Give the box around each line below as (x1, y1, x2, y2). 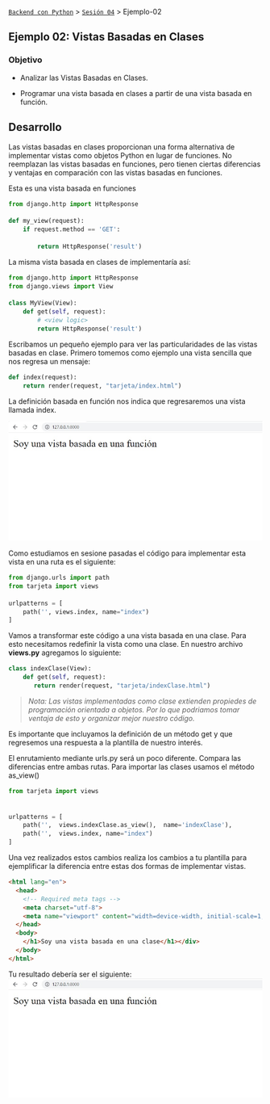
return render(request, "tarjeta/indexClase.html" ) (33, 682, 211, 690)
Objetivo (8, 54, 43, 65)
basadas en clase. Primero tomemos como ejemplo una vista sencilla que (8, 347, 252, 358)
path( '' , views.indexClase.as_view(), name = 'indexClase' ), (23, 821, 232, 829)
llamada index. (8, 405, 56, 414)
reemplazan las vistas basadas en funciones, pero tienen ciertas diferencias (8, 159, 261, 169)
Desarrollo (8, 120, 62, 134)
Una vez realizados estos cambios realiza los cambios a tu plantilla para (8, 853, 247, 863)
